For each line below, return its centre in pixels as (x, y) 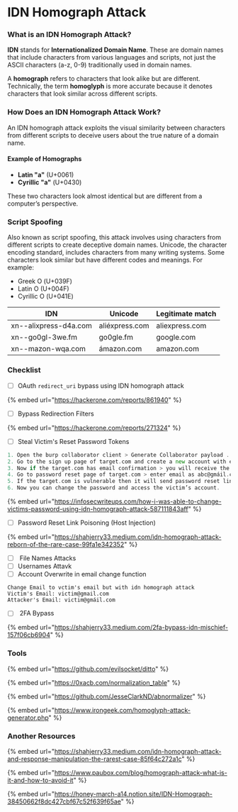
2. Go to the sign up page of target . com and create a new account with (117, 462)
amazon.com (178, 349)
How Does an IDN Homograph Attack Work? (84, 112)
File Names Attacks (48, 558)
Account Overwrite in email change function (82, 574)
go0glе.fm (116, 338)
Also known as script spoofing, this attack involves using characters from (114, 238)
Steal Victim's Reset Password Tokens (73, 441)
